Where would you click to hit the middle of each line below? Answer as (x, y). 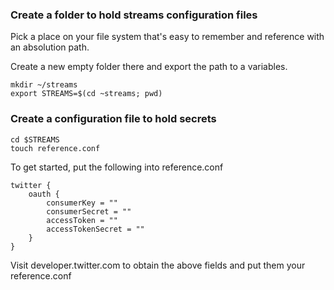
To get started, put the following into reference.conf (117, 167)
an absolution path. (50, 47)
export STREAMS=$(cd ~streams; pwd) (86, 94)
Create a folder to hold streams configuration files (134, 15)
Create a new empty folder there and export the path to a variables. (149, 67)
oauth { (44, 194)
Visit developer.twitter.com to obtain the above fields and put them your (158, 265)
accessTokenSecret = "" (95, 229)
